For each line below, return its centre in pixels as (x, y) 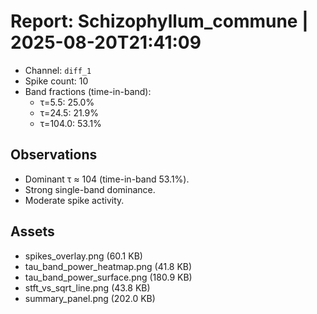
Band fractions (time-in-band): (88, 91)
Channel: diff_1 (58, 70)
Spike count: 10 (56, 81)
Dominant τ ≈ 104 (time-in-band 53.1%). (107, 179)
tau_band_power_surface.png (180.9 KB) (108, 277)
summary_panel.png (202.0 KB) (90, 298)
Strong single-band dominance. (90, 189)
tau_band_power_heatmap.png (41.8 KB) (108, 266)
